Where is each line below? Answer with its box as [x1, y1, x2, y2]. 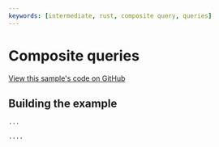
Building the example [8, 96, 118, 110]
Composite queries [8, 46, 140, 65]
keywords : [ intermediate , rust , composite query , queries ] [8, 11, 213, 20]
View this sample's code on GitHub [8, 73, 126, 83]
